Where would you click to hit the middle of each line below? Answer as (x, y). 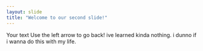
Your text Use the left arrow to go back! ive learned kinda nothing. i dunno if (101, 35)
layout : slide (24, 12)
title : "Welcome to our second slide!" (57, 18)
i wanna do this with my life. (41, 41)
